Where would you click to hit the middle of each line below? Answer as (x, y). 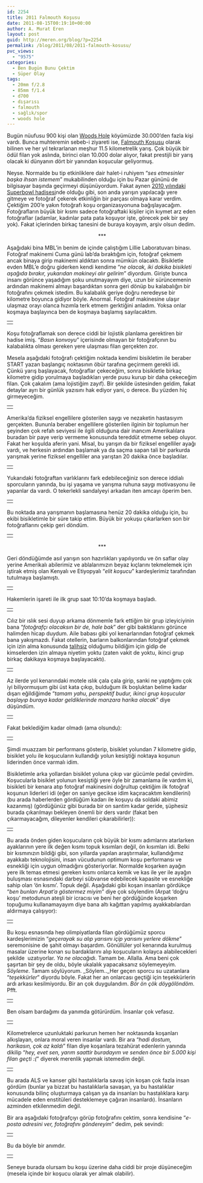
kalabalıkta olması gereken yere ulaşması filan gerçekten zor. (83, 346)
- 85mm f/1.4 (29, 91)
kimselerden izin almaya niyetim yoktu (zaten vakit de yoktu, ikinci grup (95, 653)
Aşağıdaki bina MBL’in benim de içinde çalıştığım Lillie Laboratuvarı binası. (99, 248)
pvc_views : (21, 51)
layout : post (23, 34)
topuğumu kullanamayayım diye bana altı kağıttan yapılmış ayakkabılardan (99, 905)
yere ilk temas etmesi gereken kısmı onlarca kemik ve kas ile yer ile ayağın (99, 873)
